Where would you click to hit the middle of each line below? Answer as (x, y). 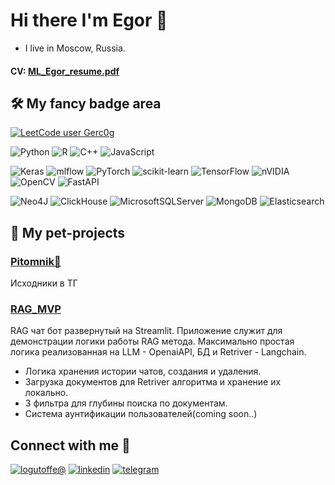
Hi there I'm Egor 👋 (89, 20)
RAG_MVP (36, 309)
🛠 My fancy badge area (86, 103)
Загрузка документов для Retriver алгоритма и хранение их (153, 382)
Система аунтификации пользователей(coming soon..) (141, 414)
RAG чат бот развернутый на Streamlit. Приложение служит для (146, 331)
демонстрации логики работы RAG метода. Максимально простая (152, 341)
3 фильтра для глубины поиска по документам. (126, 403)
